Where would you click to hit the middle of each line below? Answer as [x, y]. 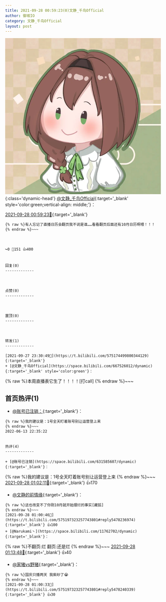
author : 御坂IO [20, 16]
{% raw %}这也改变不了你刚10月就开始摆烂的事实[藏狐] [54, 505]
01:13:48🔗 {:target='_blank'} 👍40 [38, 552]
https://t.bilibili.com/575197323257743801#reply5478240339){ [70, 590]
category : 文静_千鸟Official [34, 21]
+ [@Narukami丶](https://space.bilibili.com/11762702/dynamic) [71, 532]
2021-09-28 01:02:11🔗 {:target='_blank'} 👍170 [51, 483]
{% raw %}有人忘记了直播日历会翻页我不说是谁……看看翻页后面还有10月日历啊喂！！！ [80, 225]
